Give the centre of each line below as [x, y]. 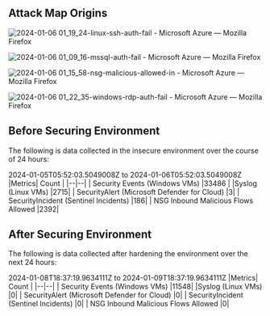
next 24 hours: [33, 263]
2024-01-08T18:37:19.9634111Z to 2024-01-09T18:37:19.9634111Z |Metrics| [133, 278]
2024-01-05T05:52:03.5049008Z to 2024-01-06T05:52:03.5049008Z [125, 175]
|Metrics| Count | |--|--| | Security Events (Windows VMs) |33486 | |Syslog [133, 183]
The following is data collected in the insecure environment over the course [134, 150]
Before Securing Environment [84, 131]
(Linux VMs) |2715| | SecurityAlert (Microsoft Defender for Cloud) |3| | [124, 192]
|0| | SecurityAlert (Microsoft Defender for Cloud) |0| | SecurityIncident [126, 295]
